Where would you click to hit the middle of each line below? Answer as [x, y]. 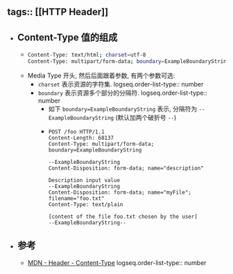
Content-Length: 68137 [81, 138]
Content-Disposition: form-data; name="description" [126, 168]
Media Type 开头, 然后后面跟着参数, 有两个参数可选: [101, 75]
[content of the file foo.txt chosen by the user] [123, 217]
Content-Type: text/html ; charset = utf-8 [87, 55]
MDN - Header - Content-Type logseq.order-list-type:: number [117, 262]
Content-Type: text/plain [86, 204]
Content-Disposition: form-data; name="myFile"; [120, 192]
